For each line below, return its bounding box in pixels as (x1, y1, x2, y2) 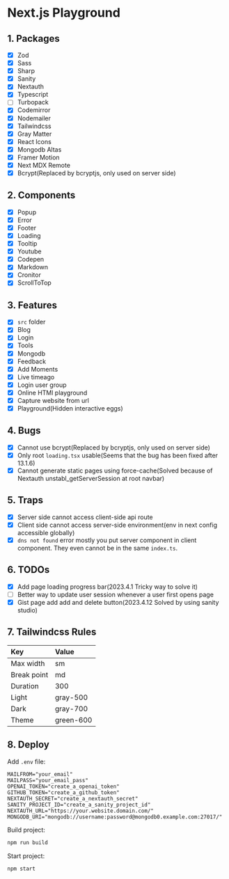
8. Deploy (7, 739, 50, 751)
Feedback (17, 357, 47, 365)
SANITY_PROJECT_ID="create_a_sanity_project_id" (7, 801, 151, 808)
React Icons (17, 137, 52, 145)
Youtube (17, 247, 42, 255)
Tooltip (17, 239, 38, 248)
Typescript (17, 90, 49, 99)
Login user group (17, 381, 68, 389)
